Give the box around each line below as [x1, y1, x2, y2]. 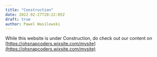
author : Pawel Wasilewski [5, 21, 60, 27]
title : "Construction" [5, 7, 54, 13]
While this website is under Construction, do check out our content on [5, 35, 152, 41]
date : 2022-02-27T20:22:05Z [5, 12, 65, 17]
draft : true [5, 17, 31, 22]
